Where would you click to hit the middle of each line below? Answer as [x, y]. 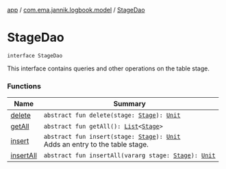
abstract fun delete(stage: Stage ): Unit [112, 115]
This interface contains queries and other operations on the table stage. [109, 68]
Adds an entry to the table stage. [96, 144]
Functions [24, 86]
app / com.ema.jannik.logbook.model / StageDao [76, 10]
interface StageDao [35, 55]
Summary [129, 104]
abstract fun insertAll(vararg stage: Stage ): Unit [129, 156]
